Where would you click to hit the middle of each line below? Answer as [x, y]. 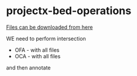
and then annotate [28, 67]
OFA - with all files [37, 50]
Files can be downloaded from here [50, 27]
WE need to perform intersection [46, 38]
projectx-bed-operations [69, 11]
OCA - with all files [38, 56]
